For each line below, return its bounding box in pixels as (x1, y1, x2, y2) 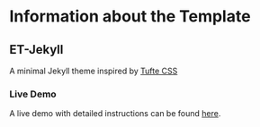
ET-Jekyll (9, 42, 64, 57)
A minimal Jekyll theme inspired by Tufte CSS (9, 65, 178, 76)
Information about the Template (9, 6, 251, 27)
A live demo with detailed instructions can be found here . (9, 108, 221, 119)
